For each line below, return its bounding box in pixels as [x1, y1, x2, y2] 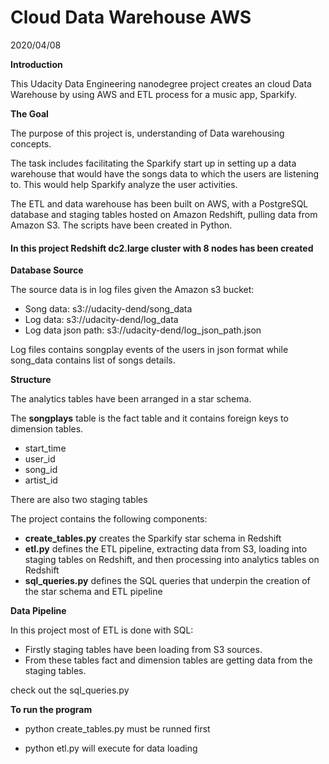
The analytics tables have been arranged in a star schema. [10, 393, 252, 405]
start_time [24, 442, 67, 455]
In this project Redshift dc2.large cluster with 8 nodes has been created [10, 242, 314, 254]
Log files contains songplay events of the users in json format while [10, 344, 289, 356]
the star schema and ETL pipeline [24, 586, 163, 598]
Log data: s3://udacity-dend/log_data [24, 314, 179, 326]
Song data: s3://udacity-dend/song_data [24, 303, 193, 315]
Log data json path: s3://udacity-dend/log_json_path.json [24, 324, 262, 336]
